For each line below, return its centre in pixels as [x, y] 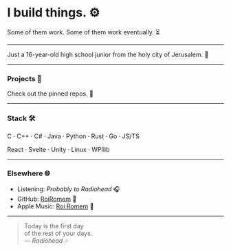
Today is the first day [54, 226]
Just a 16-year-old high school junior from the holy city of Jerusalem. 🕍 [108, 54]
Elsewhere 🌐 [29, 173]
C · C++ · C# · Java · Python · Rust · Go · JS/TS [73, 136]
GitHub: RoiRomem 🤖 [47, 199]
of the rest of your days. [58, 233]
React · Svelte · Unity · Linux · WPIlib [58, 149]
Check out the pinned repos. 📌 [51, 94]
